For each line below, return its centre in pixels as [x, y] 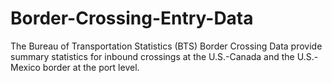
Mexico [25, 67]
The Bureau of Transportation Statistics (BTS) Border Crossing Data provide [166, 46]
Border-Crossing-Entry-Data [132, 18]
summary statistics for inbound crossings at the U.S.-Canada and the [152, 56]
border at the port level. [91, 67]
